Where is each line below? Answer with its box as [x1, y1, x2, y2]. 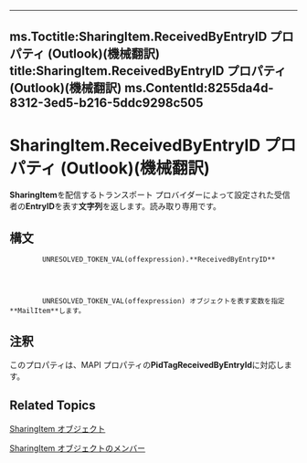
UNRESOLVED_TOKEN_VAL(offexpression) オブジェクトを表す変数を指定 [42, 297, 285, 306]
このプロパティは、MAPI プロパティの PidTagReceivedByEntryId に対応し [9, 359, 285, 370]
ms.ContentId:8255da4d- [124, 80, 274, 96]
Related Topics [9, 398, 96, 414]
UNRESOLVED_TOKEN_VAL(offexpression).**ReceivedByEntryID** [42, 255, 276, 265]
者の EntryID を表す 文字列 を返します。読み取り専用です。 [9, 201, 221, 212]
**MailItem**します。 [9, 307, 86, 316]
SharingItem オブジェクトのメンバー [9, 442, 146, 453]
